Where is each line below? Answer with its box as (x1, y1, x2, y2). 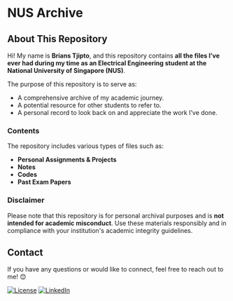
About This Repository (7, 33, 108, 45)
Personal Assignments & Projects (17, 156, 117, 164)
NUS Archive (7, 5, 83, 21)
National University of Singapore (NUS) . (7, 67, 126, 74)
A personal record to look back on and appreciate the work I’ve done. (17, 109, 218, 116)
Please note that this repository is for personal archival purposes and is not (7, 211, 224, 220)
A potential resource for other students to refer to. (17, 101, 162, 109)
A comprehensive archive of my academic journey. (17, 93, 164, 102)
